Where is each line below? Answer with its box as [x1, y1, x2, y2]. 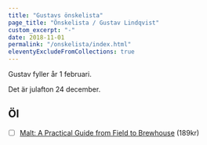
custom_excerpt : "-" [8, 26, 76, 34]
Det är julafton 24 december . [8, 85, 101, 94]
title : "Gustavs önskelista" [8, 11, 103, 20]
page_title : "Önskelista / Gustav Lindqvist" [8, 19, 159, 27]
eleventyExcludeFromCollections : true [8, 48, 135, 56]
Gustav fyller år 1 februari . [8, 70, 92, 78]
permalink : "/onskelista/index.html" [8, 41, 132, 49]
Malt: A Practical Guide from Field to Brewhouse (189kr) [19, 128, 200, 137]
